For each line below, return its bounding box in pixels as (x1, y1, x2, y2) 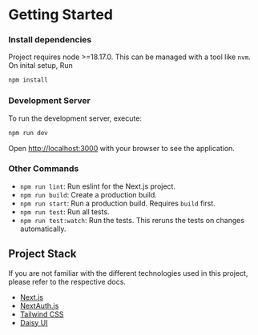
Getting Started (8, 6, 114, 24)
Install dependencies (8, 34, 92, 46)
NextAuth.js (19, 301, 59, 310)
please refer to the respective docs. (8, 277, 127, 286)
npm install (8, 76, 48, 85)
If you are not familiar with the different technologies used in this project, (8, 268, 248, 277)
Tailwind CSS (19, 309, 64, 319)
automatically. (19, 224, 67, 233)
